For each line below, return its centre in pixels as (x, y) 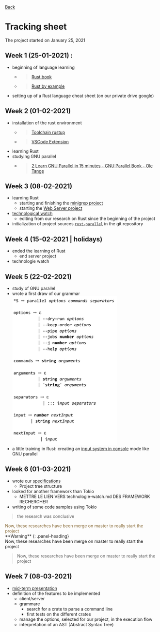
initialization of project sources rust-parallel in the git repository (78, 224)
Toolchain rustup (48, 132)
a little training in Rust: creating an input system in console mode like (80, 449)
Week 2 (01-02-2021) (38, 111)
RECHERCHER (34, 501)
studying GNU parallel (34, 156)
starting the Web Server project (51, 208)
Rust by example (48, 86)
